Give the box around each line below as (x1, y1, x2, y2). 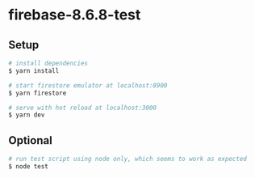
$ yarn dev (8, 111, 45, 119)
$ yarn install (8, 66, 60, 74)
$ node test (8, 162, 48, 171)
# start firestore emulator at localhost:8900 (8, 81, 168, 90)
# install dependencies (8, 59, 89, 67)
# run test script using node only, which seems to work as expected (8, 155, 248, 163)
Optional (8, 133, 52, 147)
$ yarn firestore (8, 89, 67, 97)
